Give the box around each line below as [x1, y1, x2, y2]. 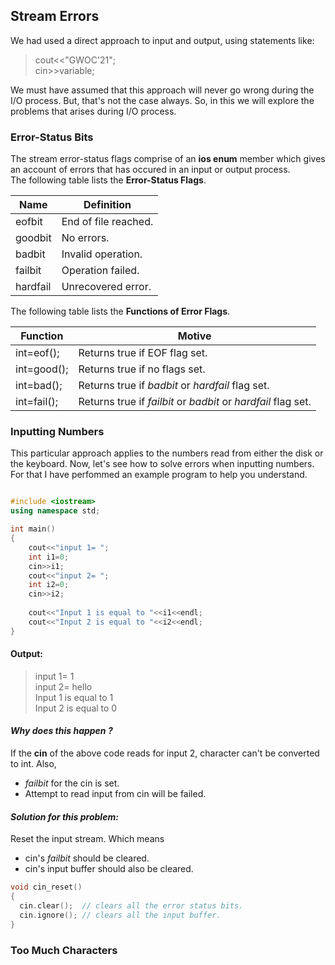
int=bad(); [15, 379, 63, 393]
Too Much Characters [10, 943, 118, 957]
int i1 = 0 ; [28, 552, 70, 562]
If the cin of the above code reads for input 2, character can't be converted [10, 747, 320, 759]
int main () [10, 524, 56, 534]
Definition [83, 198, 132, 212]
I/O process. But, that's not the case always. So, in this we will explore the [10, 94, 315, 106]
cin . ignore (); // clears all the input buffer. [19, 910, 222, 920]
